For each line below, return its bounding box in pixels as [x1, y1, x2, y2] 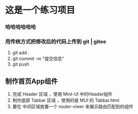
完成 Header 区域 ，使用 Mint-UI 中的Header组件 [12, 91, 113, 97]
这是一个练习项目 [5, 4, 76, 16]
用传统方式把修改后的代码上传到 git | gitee [5, 38, 106, 45]
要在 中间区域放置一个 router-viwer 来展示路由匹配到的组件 [12, 104, 134, 110]
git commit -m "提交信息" [12, 56, 64, 62]
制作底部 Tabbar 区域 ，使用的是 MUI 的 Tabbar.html [12, 98, 120, 104]
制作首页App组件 [5, 77, 58, 85]
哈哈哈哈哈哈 [5, 23, 36, 30]
